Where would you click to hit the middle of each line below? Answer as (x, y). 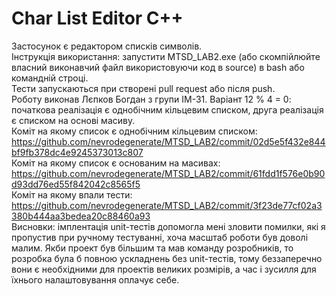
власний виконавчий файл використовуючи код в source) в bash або (158, 67)
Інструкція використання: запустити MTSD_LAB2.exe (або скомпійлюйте (166, 56)
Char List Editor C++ (97, 18)
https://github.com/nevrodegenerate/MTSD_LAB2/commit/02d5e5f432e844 (168, 141)
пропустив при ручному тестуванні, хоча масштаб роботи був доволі (160, 237)
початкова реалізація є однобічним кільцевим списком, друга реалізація (167, 109)
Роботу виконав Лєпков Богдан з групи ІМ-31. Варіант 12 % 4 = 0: (151, 99)
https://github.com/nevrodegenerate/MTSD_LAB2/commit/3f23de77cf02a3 (167, 205)
